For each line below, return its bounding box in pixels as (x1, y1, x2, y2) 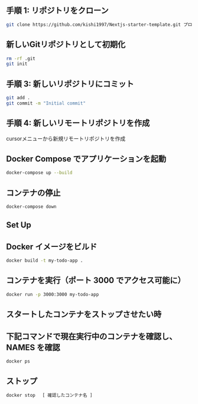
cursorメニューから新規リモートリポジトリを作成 (6, 135, 126, 142)
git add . (6, 95, 31, 101)
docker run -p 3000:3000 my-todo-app (6, 291, 99, 297)
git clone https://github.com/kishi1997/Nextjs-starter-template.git (6, 21, 181, 28)
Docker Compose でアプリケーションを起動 (6, 154, 167, 164)
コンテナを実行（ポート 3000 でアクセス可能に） (6, 275, 186, 285)
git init (6, 61, 28, 67)
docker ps (6, 358, 31, 364)
